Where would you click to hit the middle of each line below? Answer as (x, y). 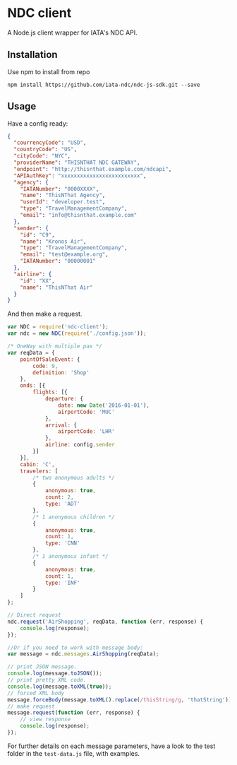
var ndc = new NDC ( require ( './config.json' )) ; (77, 333)
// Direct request (34, 615)
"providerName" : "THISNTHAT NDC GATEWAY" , (77, 163)
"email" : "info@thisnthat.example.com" (79, 215)
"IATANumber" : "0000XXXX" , (60, 189)
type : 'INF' (62, 583)
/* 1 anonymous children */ (74, 517)
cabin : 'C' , (37, 464)
